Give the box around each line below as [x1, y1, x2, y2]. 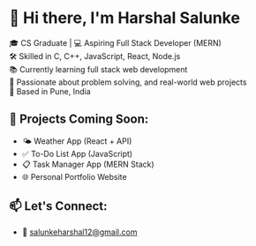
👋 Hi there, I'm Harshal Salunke [9, 8, 241, 28]
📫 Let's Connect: [9, 198, 108, 214]
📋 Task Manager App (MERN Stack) [21, 159, 154, 169]
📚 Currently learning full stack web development [9, 63, 188, 74]
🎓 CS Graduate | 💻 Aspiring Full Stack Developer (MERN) [9, 37, 222, 48]
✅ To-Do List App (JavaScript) [21, 148, 133, 159]
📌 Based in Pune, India [9, 86, 91, 96]
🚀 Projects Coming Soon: [9, 112, 149, 127]
